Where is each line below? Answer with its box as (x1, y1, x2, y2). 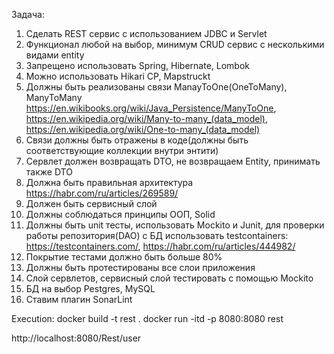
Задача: (11, 9, 45, 20)
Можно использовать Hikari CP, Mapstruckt (25, 70, 211, 82)
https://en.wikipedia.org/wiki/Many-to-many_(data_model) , (25, 113, 268, 124)
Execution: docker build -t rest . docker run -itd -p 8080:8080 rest (11, 313, 284, 324)
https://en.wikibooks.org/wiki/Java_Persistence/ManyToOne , (25, 102, 277, 114)
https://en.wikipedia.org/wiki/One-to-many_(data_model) (25, 124, 261, 135)
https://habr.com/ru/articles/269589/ (25, 187, 179, 199)
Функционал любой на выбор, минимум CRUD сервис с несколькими (25, 39, 325, 50)
